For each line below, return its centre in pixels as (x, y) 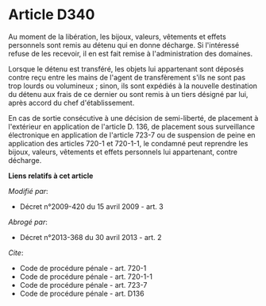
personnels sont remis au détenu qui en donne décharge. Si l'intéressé (124, 45)
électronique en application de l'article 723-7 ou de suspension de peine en (132, 135)
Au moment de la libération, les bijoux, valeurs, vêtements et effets (117, 37)
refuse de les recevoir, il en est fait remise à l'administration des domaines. (130, 53)
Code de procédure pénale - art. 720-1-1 (86, 277)
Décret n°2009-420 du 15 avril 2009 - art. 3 (92, 206)
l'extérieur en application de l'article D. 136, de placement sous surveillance (132, 126)
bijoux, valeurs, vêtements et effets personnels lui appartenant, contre (123, 152)
